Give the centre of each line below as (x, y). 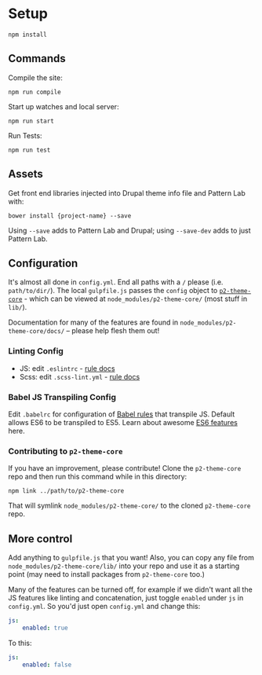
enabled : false (47, 665)
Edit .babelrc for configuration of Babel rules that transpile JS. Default (122, 414)
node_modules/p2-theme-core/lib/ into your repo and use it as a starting (124, 566)
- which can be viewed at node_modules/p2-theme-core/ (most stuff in (136, 299)
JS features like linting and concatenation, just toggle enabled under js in (126, 598)
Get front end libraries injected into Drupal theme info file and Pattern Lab (127, 193)
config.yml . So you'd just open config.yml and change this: (104, 607)
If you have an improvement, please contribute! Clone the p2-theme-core (125, 468)
